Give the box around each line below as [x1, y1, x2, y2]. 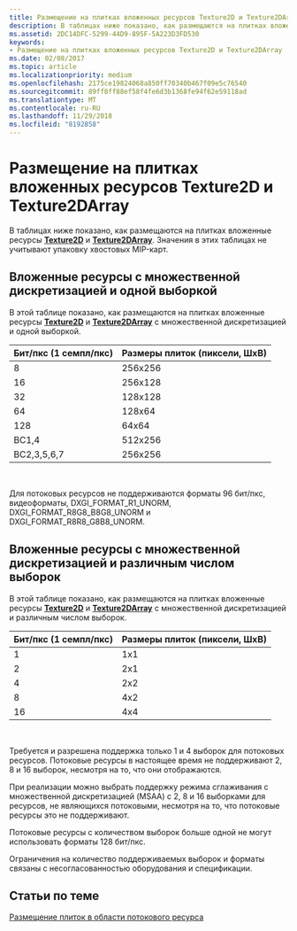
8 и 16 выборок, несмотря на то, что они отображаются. [9, 764, 223, 775]
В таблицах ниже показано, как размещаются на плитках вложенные [9, 225, 272, 236]
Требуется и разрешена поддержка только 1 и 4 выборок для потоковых [9, 745, 285, 756]
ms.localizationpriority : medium [9, 71, 133, 80]
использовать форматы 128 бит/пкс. [9, 836, 146, 847]
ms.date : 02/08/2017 [9, 54, 86, 63]
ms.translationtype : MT [9, 95, 97, 105]
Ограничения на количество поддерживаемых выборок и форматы [9, 853, 265, 864]
